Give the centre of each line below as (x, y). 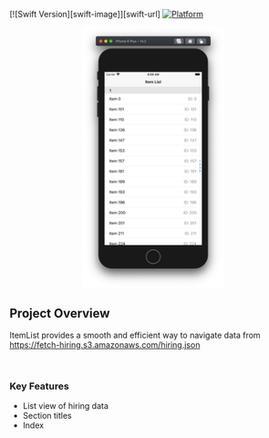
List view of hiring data (66, 406)
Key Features (40, 386)
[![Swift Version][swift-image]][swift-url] (85, 14)
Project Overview (60, 313)
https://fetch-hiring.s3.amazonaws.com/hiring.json (105, 344)
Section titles (47, 416)
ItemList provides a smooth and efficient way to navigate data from (135, 335)
